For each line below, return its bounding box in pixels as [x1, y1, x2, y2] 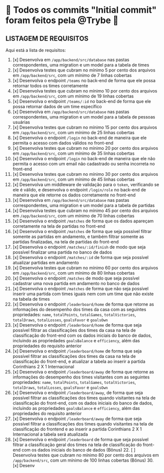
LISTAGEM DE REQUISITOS [5, 34, 89, 43]
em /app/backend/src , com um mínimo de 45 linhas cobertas [12, 176, 135, 182]
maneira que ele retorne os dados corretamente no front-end [12, 192, 136, 198]
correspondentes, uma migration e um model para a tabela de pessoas [12, 114, 155, 119]
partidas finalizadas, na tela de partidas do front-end [12, 239, 119, 244]
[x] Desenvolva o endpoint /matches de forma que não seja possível [12, 286, 149, 291]
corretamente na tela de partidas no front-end [12, 223, 105, 229]
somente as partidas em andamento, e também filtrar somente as [12, 234, 144, 239]
